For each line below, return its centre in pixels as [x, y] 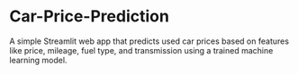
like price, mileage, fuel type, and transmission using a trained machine [141, 50]
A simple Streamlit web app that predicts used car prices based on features [149, 41]
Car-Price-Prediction [89, 16]
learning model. [38, 60]
